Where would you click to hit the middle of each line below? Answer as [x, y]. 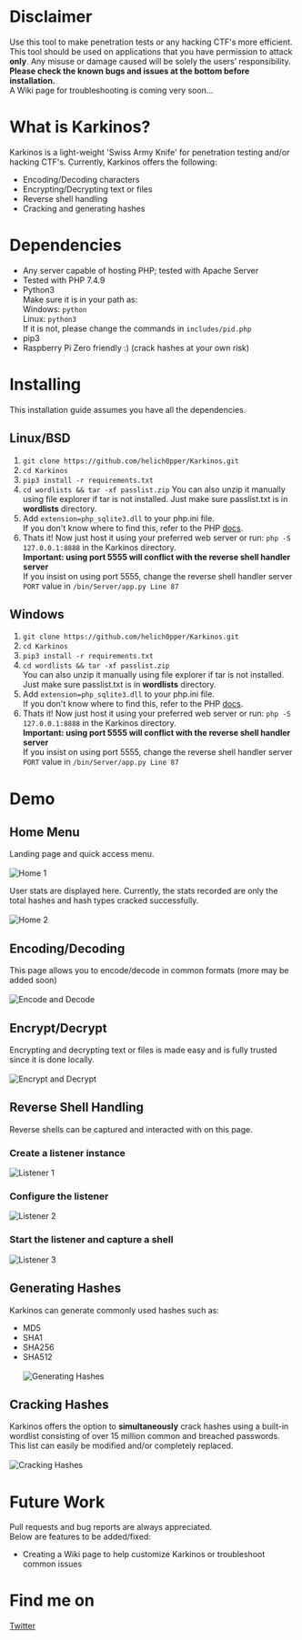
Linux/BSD [40, 438]
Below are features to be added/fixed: [81, 1537]
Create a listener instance [67, 1152]
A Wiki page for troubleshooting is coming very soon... [111, 90]
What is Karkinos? [80, 127]
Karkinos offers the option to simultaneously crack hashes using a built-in [149, 1426]
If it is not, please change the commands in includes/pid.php [137, 328]
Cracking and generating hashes [84, 208]
